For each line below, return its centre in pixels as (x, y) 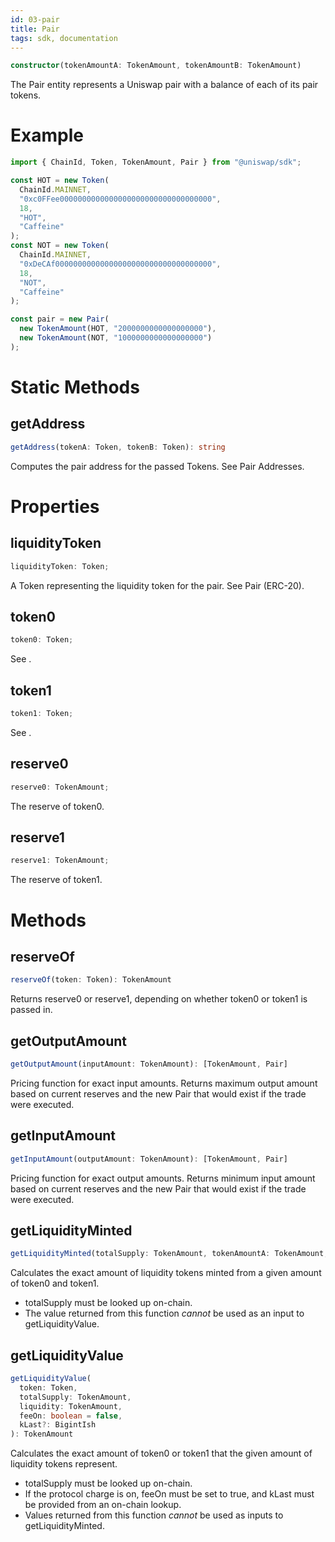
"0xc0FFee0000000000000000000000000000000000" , (120, 199)
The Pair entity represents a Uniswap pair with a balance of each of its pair (164, 85)
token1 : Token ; (42, 714)
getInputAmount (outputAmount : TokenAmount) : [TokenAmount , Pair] (149, 1159)
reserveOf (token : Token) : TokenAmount (91, 980)
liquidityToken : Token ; (60, 566)
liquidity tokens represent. (64, 1464)
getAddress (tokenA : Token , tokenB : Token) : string (118, 447)
